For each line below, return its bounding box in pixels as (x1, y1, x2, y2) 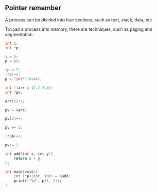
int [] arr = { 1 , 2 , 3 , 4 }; (5, 85, 53, 90)
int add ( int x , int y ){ (5, 151, 53, 156)
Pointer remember (5, 4, 62, 12)
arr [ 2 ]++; (5, 98, 25, 104)
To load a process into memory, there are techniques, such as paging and (5, 26, 153, 32)
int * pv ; (5, 90, 23, 95)
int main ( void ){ (5, 169, 38, 174)
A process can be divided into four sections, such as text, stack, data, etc (5, 17, 152, 22)
